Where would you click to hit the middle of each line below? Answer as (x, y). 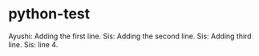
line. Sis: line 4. (33, 44)
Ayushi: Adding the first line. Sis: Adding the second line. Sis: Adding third (130, 36)
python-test (49, 14)
